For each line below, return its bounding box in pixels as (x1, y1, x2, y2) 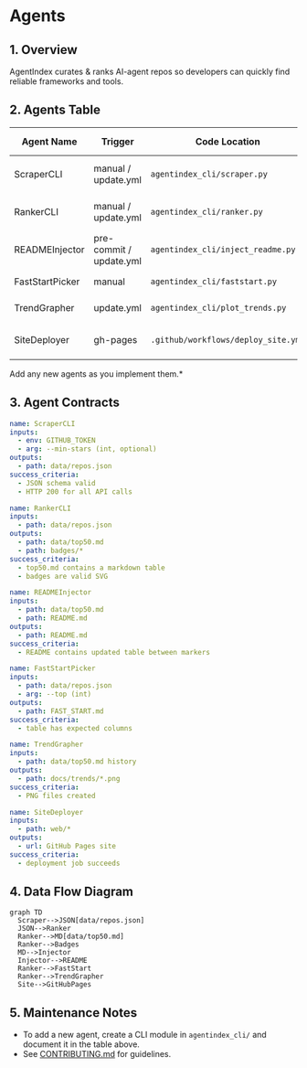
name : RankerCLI (9, 504, 71, 513)
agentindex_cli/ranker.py (150, 207, 263, 217)
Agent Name (21, 134, 78, 147)
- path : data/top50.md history (17, 757, 137, 766)
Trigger (101, 134, 134, 147)
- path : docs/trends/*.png (17, 774, 121, 783)
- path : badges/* (17, 546, 84, 555)
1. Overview (9, 42, 78, 58)
